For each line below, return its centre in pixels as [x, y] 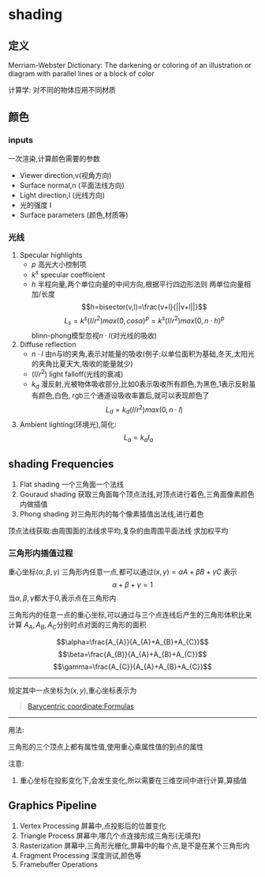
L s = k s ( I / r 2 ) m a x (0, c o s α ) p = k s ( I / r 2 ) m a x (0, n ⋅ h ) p [144, 321]
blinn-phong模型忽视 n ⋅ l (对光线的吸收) [94, 336]
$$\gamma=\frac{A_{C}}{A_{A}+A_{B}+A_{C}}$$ [132, 667]
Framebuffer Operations [59, 864]
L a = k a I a [138, 438]
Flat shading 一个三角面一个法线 [72, 484]
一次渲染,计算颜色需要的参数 [54, 158]
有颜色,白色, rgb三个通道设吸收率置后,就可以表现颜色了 [120, 395]
